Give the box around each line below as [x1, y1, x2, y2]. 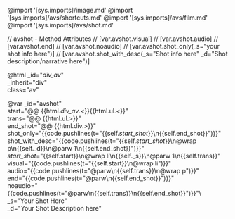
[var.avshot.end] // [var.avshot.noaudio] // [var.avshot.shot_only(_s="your [7, 42, 220, 50]
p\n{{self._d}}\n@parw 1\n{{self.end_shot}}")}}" [7, 144, 145, 152]
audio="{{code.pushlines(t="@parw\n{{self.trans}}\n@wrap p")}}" [7, 167, 200, 175]
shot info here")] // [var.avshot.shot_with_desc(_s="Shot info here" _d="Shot [7, 49, 228, 58]
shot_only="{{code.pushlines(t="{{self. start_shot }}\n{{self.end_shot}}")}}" [7, 130, 222, 137]
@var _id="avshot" [7, 99, 62, 108]
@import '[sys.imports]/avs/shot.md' [7, 21, 114, 29]
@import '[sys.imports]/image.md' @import [7, 6, 133, 14]
